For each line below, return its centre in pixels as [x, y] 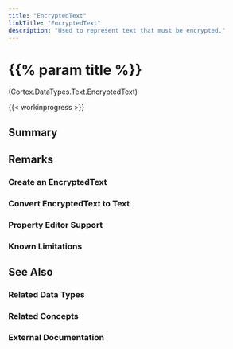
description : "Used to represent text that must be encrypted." [117, 30]
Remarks [31, 160]
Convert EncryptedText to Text [69, 203]
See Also [31, 272]
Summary [33, 132]
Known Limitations [45, 246]
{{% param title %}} [75, 70]
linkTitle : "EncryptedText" [55, 23]
